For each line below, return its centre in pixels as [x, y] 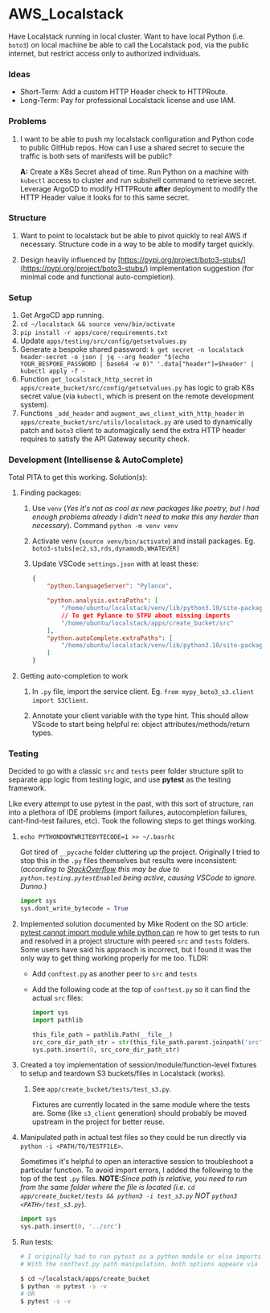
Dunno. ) [33, 886]
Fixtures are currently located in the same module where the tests [141, 1104]
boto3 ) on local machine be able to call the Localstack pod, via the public [129, 44]
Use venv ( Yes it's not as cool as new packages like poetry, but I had [145, 509]
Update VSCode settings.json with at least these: [115, 564]
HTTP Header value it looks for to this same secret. [104, 197]
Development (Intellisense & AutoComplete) [96, 460]
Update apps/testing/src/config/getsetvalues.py [103, 341]
